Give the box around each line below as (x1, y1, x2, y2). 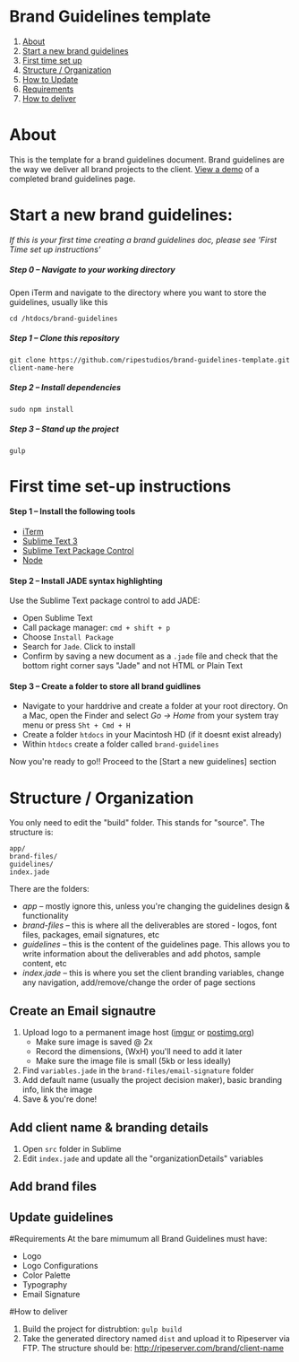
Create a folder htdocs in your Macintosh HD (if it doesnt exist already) (21, 729, 282, 740)
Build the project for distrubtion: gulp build (21, 1323, 183, 1334)
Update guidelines (9, 1209, 114, 1225)
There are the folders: (9, 884, 90, 895)
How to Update (21, 74, 79, 84)
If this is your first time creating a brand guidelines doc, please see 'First (9, 234, 278, 245)
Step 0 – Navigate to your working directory (9, 265, 176, 275)
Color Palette (21, 1270, 71, 1280)
